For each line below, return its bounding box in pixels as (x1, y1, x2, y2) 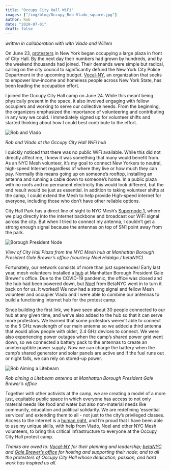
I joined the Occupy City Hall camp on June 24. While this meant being (5, 93, 154, 99)
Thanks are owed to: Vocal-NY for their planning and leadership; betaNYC (5, 444, 162, 450)
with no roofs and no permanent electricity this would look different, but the (5, 182, 164, 188)
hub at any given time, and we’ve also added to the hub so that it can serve (5, 312, 163, 318)
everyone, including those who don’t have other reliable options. (5, 198, 140, 204)
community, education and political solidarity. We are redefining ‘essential (5, 407, 160, 413)
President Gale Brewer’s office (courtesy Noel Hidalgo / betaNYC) (5, 255, 144, 261)
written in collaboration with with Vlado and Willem (5, 40, 112, 46)
